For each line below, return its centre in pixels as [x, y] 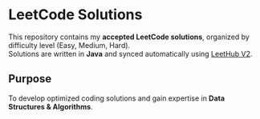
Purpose [30, 79]
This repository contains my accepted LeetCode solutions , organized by [129, 37]
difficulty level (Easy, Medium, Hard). [69, 45]
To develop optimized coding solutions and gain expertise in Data [117, 98]
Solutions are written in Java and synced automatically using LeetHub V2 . [130, 54]
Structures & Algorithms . [51, 106]
